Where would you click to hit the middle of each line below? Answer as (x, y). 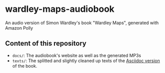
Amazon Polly (19, 28)
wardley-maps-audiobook (60, 9)
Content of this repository (46, 44)
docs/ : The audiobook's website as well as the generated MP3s (77, 55)
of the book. (25, 66)
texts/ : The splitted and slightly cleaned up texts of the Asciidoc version (86, 61)
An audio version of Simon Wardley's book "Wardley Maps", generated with (82, 23)
